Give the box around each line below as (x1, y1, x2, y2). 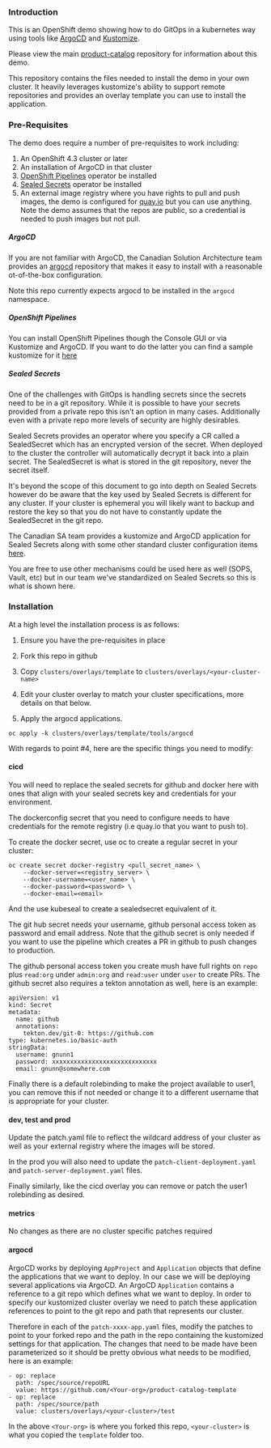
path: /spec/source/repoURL (15, 1378, 111, 1386)
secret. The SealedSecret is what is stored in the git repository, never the (8, 456, 252, 466)
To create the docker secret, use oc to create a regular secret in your (8, 837, 239, 847)
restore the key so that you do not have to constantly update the (8, 507, 222, 516)
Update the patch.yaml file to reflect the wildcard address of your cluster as (8, 1132, 261, 1143)
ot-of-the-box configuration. (8, 270, 104, 279)
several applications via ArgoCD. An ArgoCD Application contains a (8, 1280, 235, 1289)
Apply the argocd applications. (19, 713, 123, 723)
